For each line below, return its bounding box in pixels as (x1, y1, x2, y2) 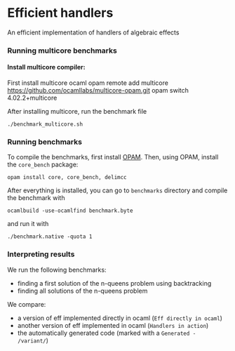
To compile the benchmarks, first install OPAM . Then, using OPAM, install (7, 153, 219, 161)
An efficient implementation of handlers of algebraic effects (7, 28, 180, 37)
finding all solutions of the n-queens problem (17, 286, 148, 295)
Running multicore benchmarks (7, 46, 117, 55)
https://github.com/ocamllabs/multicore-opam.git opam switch (7, 86, 189, 95)
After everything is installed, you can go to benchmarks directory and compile (7, 186, 228, 194)
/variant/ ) (17, 336, 49, 345)
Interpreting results (7, 249, 75, 259)
